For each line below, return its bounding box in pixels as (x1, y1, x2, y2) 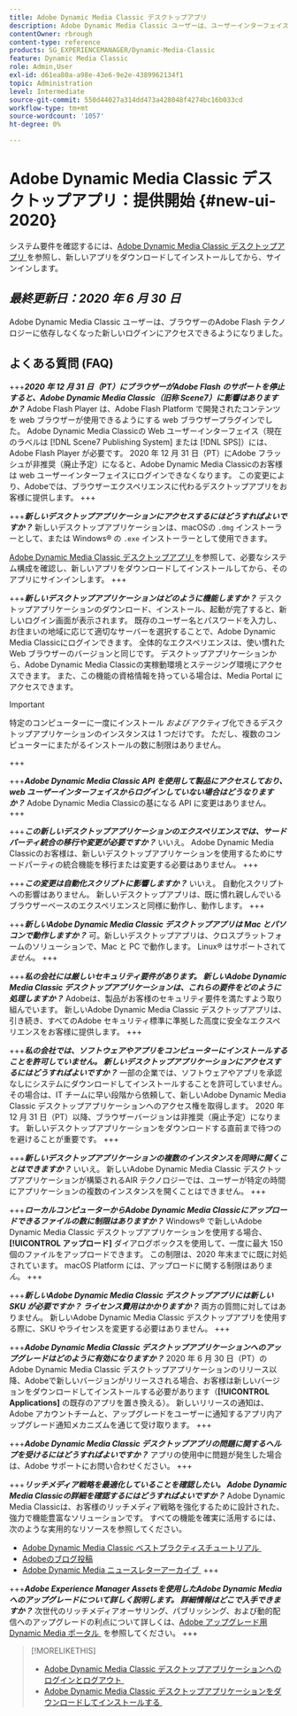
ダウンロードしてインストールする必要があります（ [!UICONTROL (32, 1386, 270, 1396)
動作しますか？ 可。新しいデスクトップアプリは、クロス (32, 929, 236, 940)
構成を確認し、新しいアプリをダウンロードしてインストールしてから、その (16, 563, 287, 573)
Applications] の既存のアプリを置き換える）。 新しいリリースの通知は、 (9, 1397, 270, 1408)
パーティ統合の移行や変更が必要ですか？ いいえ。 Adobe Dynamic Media (9, 836, 274, 847)
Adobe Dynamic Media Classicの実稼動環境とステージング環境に (24, 659, 260, 670)
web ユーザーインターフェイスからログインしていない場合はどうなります (9, 786, 274, 797)
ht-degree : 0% (9, 120, 62, 129)
